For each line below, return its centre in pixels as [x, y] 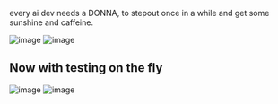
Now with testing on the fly [86, 68]
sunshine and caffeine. [52, 22]
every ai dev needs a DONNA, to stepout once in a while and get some [139, 13]
